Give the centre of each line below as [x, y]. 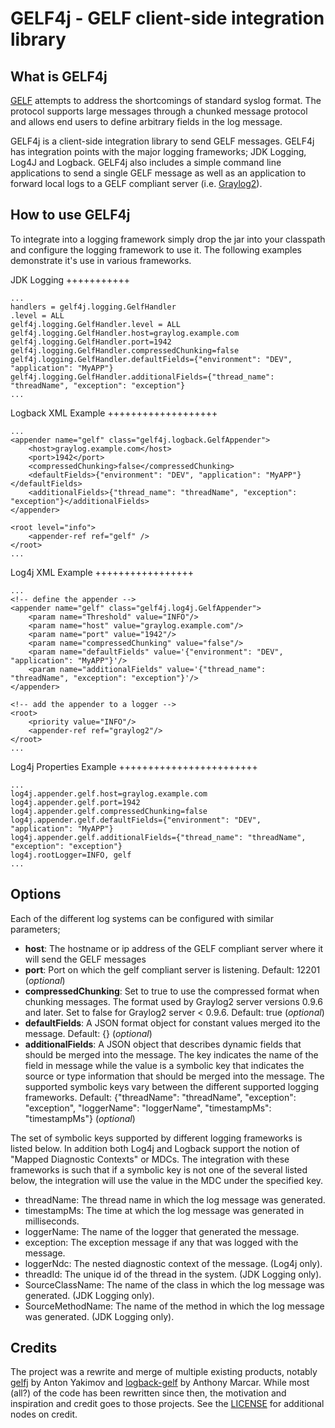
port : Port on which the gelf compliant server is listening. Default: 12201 [172, 969]
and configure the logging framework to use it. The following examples [156, 249]
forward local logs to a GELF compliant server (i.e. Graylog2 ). [136, 183]
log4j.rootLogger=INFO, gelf [71, 855]
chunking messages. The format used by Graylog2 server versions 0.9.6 [173, 1001]
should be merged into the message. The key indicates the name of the [171, 1054]
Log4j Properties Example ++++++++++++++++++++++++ [134, 766]
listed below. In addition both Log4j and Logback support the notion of [155, 1148]
